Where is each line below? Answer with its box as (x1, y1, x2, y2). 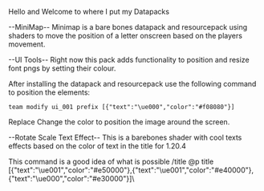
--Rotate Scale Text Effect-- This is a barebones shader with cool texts (8, 132, 242, 142)
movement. (8, 39, 46, 49)
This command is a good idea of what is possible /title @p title (8, 156, 214, 166)
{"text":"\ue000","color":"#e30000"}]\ (8, 174, 135, 183)
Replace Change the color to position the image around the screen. (8, 117, 230, 127)
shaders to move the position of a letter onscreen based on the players (8, 31, 243, 40)
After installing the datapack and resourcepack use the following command (8, 79, 257, 88)
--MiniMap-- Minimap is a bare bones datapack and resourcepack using (8, 22, 248, 31)
